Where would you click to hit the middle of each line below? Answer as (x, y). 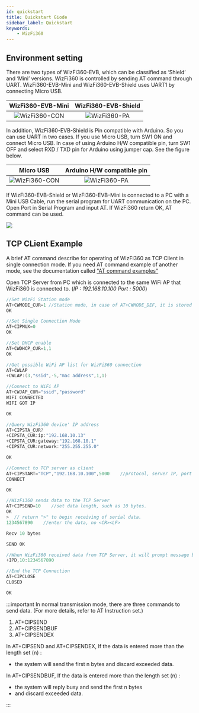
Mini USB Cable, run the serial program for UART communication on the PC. (99, 201)
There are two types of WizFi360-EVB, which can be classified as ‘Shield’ (96, 72)
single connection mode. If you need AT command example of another (92, 264)
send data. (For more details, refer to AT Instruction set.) (75, 610)
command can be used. (35, 214)
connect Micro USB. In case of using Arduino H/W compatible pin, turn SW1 (98, 143)
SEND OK (16, 544)
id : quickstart (25, 12)
